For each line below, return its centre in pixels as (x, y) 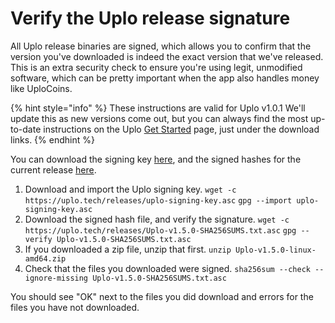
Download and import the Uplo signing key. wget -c (130, 189)
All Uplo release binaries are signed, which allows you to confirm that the (161, 46)
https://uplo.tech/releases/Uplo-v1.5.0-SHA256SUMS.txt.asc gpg (160, 230)
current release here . (53, 169)
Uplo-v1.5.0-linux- (276, 250)
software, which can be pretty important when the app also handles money (165, 78)
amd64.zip (45, 258)
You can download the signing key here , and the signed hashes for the (156, 159)
